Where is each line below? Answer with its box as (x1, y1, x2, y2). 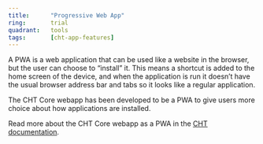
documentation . (8, 127, 60, 137)
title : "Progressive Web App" (8, 11, 125, 20)
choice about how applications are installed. (8, 104, 151, 113)
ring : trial (8, 19, 69, 27)
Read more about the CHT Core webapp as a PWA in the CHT (8, 119, 208, 128)
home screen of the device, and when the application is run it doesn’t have (8, 72, 250, 81)
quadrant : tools (8, 26, 69, 34)
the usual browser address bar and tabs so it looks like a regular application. (8, 80, 256, 90)
